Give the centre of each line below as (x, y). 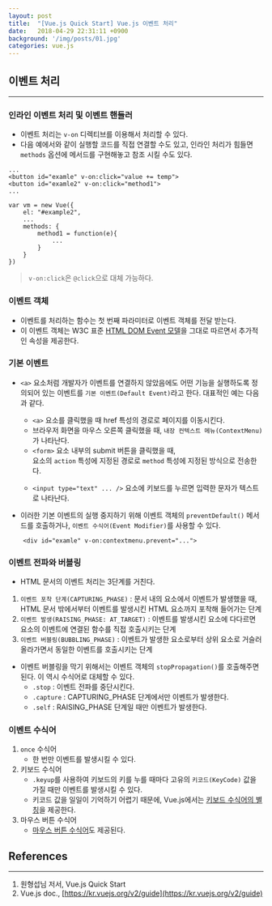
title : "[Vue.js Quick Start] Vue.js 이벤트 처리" (93, 23)
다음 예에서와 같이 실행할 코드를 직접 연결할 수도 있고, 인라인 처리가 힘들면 (136, 145)
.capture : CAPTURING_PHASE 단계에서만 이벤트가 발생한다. (130, 697)
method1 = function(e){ (77, 234)
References (38, 856)
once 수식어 (38, 749)
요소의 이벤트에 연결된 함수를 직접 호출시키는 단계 (98, 629)
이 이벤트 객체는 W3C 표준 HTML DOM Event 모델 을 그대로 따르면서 (128, 330)
